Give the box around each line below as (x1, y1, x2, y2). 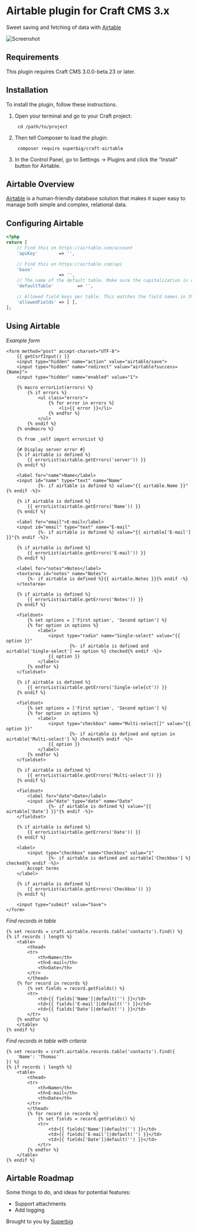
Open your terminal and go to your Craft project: (14, 112, 132, 119)
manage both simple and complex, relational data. (6, 201, 127, 208)
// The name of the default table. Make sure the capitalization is (16, 278, 189, 284)
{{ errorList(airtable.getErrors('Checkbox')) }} (27, 886, 151, 892)
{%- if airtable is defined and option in (69, 731, 176, 737)
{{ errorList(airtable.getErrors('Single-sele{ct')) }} (27, 684, 167, 690)
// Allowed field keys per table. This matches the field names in (16, 294, 186, 300)
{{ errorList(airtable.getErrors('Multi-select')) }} (27, 772, 162, 778)
